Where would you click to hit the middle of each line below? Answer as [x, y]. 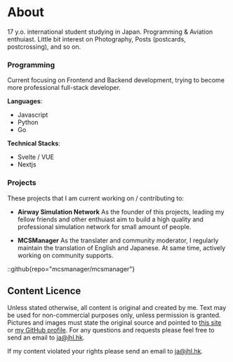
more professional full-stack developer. [64, 88]
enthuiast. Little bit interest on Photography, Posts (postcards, [96, 39]
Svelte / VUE [36, 157]
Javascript [33, 115]
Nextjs [27, 164]
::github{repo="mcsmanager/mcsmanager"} [71, 269]
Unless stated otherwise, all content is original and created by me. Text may [117, 308]
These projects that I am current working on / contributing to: [96, 198]
